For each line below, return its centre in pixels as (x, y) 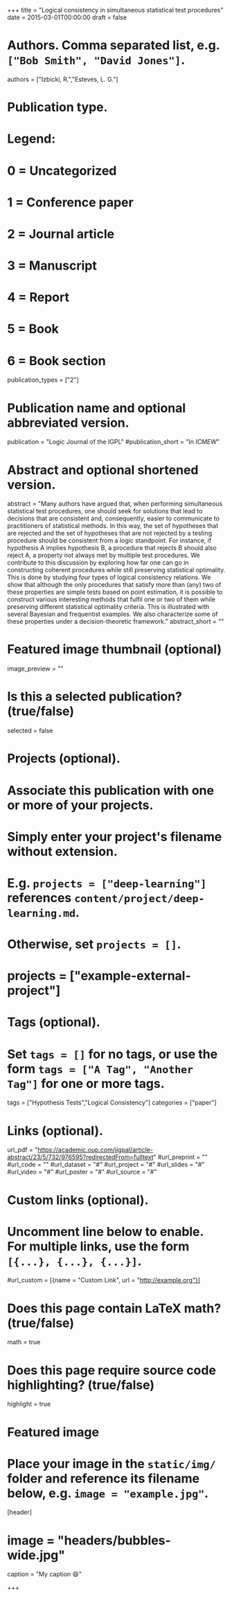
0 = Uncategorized (62, 171)
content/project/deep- (139, 898)
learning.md (42, 914)
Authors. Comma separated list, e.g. (114, 45)
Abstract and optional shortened (103, 470)
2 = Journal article (61, 234)
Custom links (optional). (78, 1200)
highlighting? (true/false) (81, 1385)
